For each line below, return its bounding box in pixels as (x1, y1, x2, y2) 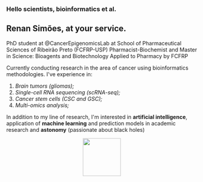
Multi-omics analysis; (15, 102, 70, 109)
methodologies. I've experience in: (6, 70, 93, 77)
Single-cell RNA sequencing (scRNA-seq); (15, 88, 121, 96)
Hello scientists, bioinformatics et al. (6, 5, 117, 13)
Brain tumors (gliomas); (15, 82, 75, 89)
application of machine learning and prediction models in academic (6, 120, 176, 127)
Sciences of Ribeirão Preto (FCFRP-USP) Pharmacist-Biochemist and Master (6, 46, 198, 53)
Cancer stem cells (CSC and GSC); (15, 95, 103, 102)
